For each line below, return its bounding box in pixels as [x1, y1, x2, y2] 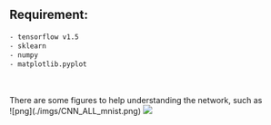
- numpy [9, 50, 39, 60]
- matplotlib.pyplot [9, 59, 88, 69]
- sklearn [9, 41, 47, 51]
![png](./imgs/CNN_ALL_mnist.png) [9, 105, 142, 116]
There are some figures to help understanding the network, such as [9, 94, 263, 105]
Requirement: [9, 7, 89, 23]
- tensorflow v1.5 [9, 32, 79, 42]
